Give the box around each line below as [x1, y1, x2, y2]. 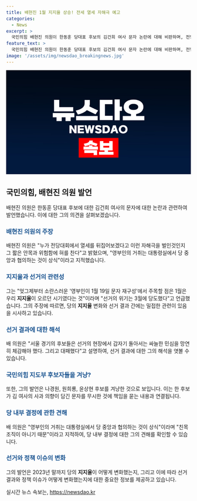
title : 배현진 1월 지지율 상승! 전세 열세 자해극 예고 [6, 9, 121, 15]
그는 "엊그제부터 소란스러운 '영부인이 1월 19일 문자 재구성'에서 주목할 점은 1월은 [6, 287, 187, 294]
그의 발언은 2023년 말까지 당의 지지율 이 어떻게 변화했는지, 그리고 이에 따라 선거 [6, 468, 188, 476]
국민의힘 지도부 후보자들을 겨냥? [6, 370, 91, 379]
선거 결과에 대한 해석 [6, 325, 60, 333]
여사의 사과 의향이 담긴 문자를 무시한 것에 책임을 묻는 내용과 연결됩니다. [18, 393, 181, 400]
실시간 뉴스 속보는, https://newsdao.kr [6, 488, 96, 495]
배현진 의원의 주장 [6, 227, 54, 235]
